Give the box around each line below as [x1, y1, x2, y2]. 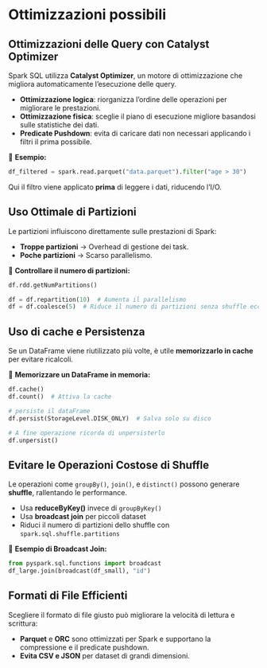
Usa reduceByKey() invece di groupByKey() [19, 503, 162, 513]
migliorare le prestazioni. [19, 104, 101, 112]
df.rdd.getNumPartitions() [8, 281, 98, 289]
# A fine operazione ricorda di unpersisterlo [8, 428, 165, 437]
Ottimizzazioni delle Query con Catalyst [8, 37, 210, 51]
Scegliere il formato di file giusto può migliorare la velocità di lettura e [8, 610, 236, 619]
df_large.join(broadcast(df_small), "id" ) [8, 567, 151, 575]
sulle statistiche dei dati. [19, 120, 99, 129]
